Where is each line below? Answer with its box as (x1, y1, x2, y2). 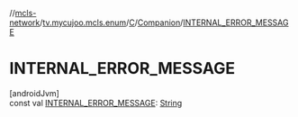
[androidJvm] (9, 87, 60, 98)
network (9, 17, 41, 28)
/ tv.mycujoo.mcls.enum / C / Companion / (40, 17, 184, 28)
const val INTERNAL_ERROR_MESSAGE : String (9, 97, 183, 108)
